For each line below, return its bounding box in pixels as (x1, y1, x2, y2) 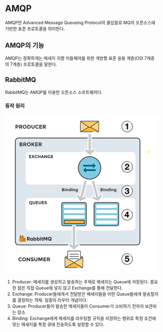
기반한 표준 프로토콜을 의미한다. (5, 25, 65, 32)
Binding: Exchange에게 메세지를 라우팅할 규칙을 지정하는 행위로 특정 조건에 (12, 315, 156, 321)
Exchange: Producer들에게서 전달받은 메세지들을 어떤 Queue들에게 (12, 291, 142, 297)
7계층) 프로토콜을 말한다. (10, 61, 57, 67)
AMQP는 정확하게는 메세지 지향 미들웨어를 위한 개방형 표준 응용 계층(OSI (5, 55, 144, 61)
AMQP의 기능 (5, 41, 45, 50)
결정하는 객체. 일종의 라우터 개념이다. (17, 297, 88, 303)
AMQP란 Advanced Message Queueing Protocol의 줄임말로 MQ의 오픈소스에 (5, 19, 156, 25)
